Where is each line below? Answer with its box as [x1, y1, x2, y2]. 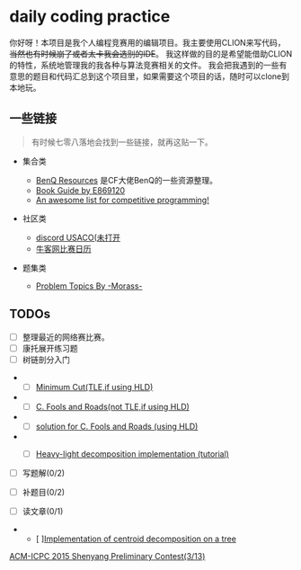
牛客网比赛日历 [35, 243, 92, 254]
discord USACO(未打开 [35, 232, 121, 243]
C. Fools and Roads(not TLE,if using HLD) [35, 401, 190, 412]
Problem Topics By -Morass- [35, 281, 143, 291]
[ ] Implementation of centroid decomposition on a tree [35, 533, 236, 545]
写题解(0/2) [22, 468, 66, 478]
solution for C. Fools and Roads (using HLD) [35, 421, 199, 432]
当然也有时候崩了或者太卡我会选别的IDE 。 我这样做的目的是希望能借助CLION [9, 48, 293, 59]
